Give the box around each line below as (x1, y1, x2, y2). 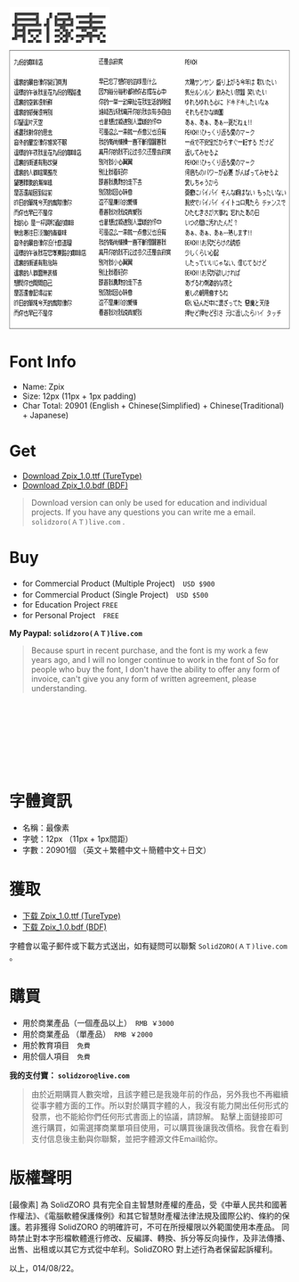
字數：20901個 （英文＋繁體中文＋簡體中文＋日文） (21, 844, 212, 855)
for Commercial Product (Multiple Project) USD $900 (21, 578, 215, 589)
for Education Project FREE (21, 599, 118, 609)
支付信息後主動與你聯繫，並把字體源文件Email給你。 (30, 1133, 223, 1144)
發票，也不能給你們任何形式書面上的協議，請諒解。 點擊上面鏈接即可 (30, 1111, 283, 1121)
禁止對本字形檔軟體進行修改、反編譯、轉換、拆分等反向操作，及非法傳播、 (16, 1232, 290, 1243)
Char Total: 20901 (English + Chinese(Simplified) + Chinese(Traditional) (21, 400, 285, 410)
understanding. (30, 682, 87, 693)
